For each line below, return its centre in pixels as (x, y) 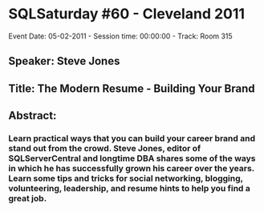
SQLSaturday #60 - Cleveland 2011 (127, 14)
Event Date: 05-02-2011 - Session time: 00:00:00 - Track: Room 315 (120, 36)
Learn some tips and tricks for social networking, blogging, (126, 178)
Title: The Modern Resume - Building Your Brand (132, 88)
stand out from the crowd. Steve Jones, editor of (105, 149)
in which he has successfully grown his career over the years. (132, 169)
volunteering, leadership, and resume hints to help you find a (130, 189)
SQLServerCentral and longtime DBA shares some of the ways (132, 158)
